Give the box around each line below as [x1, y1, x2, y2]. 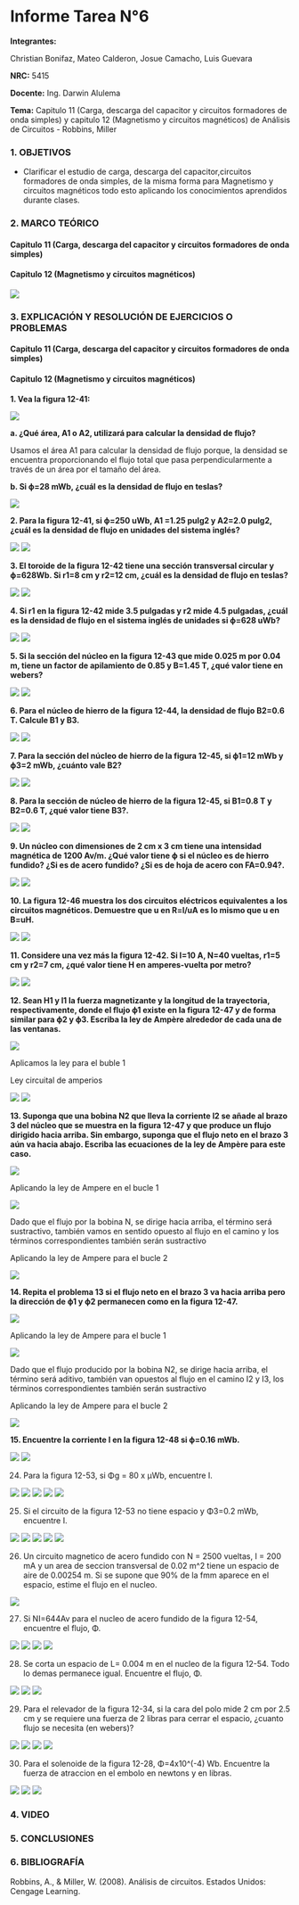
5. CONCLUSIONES [10, 1832, 94, 1844]
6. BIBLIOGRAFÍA [10, 1856, 85, 1868]
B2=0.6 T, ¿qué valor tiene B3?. [10, 804, 129, 815]
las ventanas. [10, 1023, 61, 1034]
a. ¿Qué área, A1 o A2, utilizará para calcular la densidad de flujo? [10, 427, 256, 438]
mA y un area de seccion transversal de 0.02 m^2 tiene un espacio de [22, 1560, 279, 1571]
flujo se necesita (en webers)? [22, 1722, 134, 1733]
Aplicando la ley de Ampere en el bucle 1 [10, 1182, 159, 1192]
